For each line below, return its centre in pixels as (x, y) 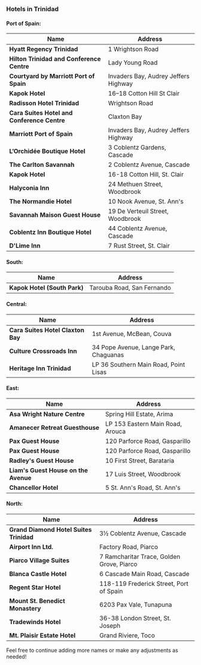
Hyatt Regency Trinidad (44, 49)
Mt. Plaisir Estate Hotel (42, 635)
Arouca (116, 431)
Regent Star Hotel (35, 587)
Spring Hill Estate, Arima (139, 414)
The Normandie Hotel (40, 202)
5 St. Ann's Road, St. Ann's (143, 487)
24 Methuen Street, (135, 184)
